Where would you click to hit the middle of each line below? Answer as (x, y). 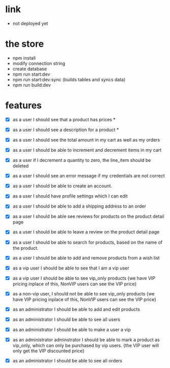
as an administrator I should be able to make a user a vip (72, 329)
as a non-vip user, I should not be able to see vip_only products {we (83, 293)
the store (25, 44)
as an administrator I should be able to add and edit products (76, 309)
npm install (24, 58)
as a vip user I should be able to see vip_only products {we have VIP (84, 278)
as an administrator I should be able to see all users (66, 319)
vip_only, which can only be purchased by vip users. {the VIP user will (86, 346)
